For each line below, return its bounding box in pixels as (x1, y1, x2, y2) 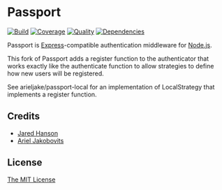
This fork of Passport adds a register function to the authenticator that (7, 54, 209, 63)
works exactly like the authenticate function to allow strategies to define (7, 61, 214, 70)
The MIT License (7, 175, 56, 184)
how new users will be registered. (7, 69, 105, 78)
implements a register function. (7, 90, 97, 98)
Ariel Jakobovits (17, 136, 64, 145)
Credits (7, 110, 40, 122)
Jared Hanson (17, 129, 58, 137)
